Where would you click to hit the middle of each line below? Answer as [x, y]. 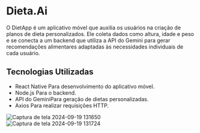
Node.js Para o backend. [45, 93]
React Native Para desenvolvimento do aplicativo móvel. [85, 86]
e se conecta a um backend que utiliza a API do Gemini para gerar [88, 40]
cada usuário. [23, 53]
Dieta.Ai [27, 11]
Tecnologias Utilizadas [50, 72]
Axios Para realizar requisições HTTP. [62, 105]
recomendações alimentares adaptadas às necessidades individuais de [95, 47]
